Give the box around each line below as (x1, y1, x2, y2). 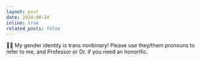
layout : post (6, 8, 39, 15)
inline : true (6, 20, 39, 26)
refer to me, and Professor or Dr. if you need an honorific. (6, 48, 148, 56)
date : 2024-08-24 (6, 14, 50, 20)
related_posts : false (6, 25, 61, 32)
